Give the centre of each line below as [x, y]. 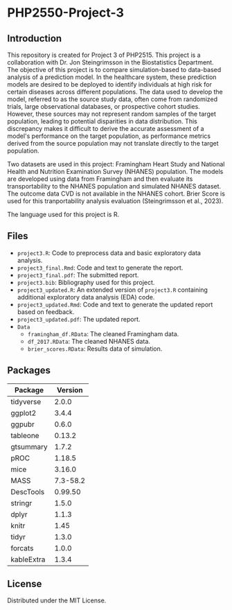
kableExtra [28, 559]
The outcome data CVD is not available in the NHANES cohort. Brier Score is [116, 193]
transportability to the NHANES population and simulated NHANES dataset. [114, 186]
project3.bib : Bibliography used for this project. [86, 282]
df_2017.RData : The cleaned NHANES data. [89, 341]
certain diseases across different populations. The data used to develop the [115, 92]
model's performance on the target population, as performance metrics [109, 136]
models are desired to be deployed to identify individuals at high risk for [110, 84]
